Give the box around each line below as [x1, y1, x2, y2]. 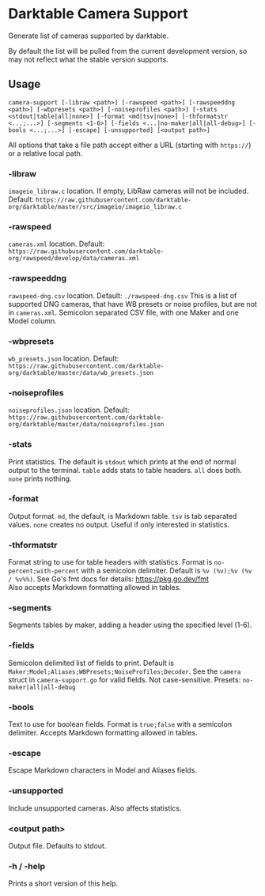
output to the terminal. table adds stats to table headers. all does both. [8, 465, 243, 474]
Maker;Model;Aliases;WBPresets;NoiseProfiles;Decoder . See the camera [8, 666, 241, 676]
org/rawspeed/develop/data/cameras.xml [8, 255, 140, 263]
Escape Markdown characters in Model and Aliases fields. [8, 766, 198, 775]
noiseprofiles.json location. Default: [8, 405, 130, 415]
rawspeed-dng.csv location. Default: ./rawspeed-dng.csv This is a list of [8, 290, 237, 301]
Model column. [8, 316, 57, 325]
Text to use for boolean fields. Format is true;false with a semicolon [8, 720, 232, 729]
